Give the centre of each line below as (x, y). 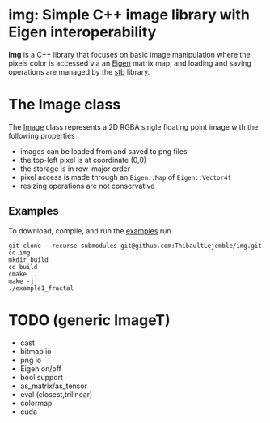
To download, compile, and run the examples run (90, 231)
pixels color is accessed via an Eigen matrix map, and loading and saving (130, 63)
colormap (36, 403)
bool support (41, 377)
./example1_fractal (41, 288)
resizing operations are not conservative (87, 186)
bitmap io (36, 351)
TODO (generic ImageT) (90, 320)
